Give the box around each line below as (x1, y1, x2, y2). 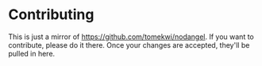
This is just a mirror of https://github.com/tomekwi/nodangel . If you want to (8, 32, 254, 41)
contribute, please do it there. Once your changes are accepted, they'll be (8, 40, 250, 49)
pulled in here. (8, 49, 56, 58)
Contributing (8, 6, 94, 24)
